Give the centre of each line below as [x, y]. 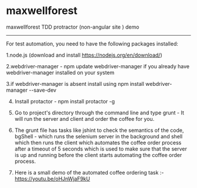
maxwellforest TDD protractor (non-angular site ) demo [73, 27]
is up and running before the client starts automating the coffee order [98, 155]
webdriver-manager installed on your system [60, 72]
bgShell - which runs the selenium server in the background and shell [98, 136]
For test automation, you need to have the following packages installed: [92, 43]
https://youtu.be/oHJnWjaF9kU [52, 179]
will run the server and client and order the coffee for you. [84, 119]
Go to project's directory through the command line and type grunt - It [99, 113]
